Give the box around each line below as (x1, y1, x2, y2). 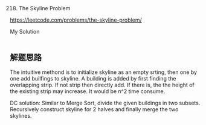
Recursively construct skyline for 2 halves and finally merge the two (10, 106, 179, 113)
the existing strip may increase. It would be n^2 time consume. (10, 88, 166, 95)
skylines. (10, 112, 32, 120)
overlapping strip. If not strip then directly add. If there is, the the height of (10, 81, 195, 89)
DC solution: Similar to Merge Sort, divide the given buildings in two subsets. (10, 99, 201, 107)
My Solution (10, 28, 40, 35)
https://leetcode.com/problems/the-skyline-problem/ (10, 16, 142, 23)
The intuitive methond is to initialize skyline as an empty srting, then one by (10, 69, 198, 76)
